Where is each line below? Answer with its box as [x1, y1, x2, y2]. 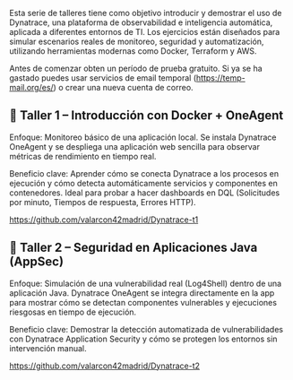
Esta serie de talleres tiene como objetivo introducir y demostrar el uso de [9, 8, 282, 18]
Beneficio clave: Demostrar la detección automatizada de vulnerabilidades [9, 324, 284, 334]
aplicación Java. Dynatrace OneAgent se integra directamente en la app [9, 287, 275, 298]
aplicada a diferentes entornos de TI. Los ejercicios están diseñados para [9, 27, 280, 37]
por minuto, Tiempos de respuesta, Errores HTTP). [9, 196, 196, 207]
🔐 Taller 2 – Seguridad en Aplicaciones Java [9, 240, 258, 255]
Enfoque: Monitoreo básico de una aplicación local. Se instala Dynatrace [9, 132, 277, 142]
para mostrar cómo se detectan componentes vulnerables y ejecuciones [9, 297, 278, 307]
